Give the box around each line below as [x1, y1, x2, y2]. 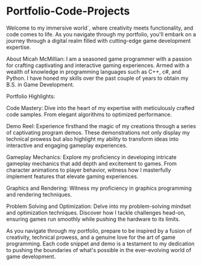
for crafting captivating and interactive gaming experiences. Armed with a [6, 62, 190, 69]
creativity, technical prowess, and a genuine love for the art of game [6, 233, 176, 241]
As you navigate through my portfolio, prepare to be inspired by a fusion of [6, 227, 192, 234]
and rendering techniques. [6, 190, 72, 198]
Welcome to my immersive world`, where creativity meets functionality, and [6, 24, 194, 31]
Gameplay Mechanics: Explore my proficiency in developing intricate [6, 153, 177, 161]
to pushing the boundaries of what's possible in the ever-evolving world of [6, 246, 192, 253]
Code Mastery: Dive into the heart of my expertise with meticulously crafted [6, 104, 195, 111]
